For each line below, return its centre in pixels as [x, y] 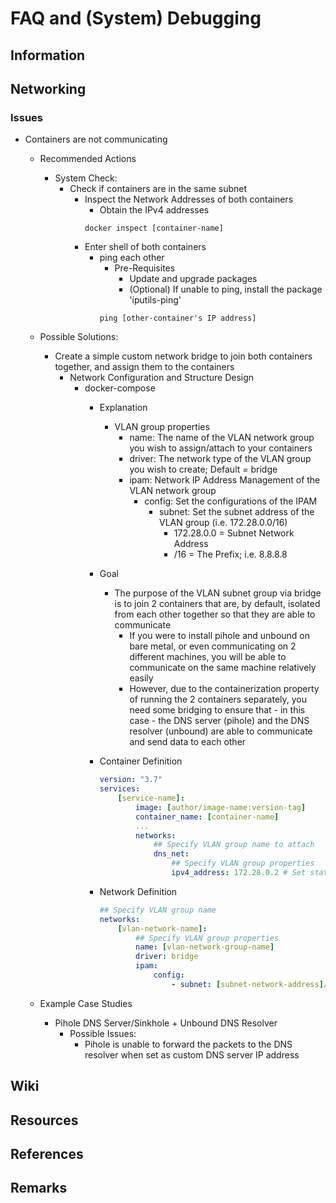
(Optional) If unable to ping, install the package [226, 289]
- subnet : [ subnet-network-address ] [247, 984]
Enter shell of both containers [145, 247]
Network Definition [138, 891]
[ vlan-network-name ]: [162, 928]
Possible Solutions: [79, 337]
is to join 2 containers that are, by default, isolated [217, 604]
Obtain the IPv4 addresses [154, 210]
